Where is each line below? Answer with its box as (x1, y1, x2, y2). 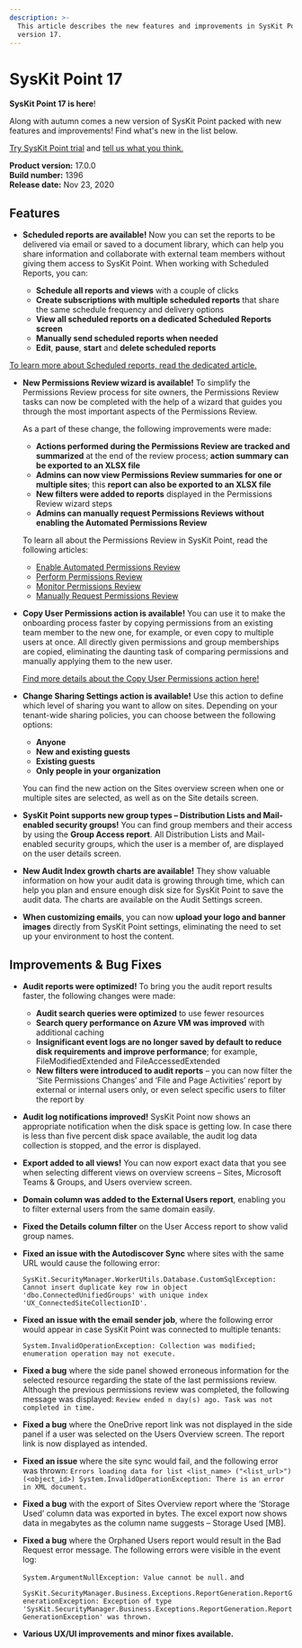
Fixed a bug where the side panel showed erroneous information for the (22, 1364, 289, 1375)
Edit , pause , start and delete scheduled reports (35, 343, 217, 354)
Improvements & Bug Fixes (9, 957, 162, 972)
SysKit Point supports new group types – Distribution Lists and (22, 810, 262, 821)
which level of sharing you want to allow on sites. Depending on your (22, 700, 278, 711)
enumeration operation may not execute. (22, 1349, 176, 1358)
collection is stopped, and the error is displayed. (22, 1139, 201, 1150)
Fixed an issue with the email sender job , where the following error (22, 1314, 274, 1325)
